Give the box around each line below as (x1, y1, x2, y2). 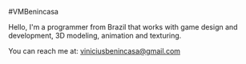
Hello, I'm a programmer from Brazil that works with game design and (8, 22, 238, 31)
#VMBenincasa (8, 7, 58, 16)
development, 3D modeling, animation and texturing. (8, 31, 182, 40)
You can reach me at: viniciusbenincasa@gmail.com (8, 46, 181, 55)
